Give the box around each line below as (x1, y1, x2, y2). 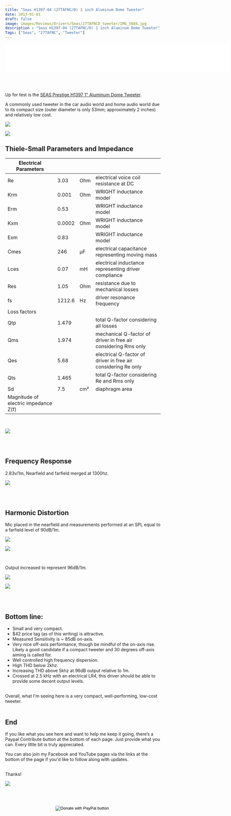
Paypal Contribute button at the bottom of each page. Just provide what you (5, 736, 160, 742)
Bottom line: (5, 612, 43, 621)
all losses (95, 322, 117, 329)
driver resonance (95, 294, 135, 301)
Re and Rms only (95, 377, 135, 384)
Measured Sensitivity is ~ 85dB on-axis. (12, 636, 94, 642)
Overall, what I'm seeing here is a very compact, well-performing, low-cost (5, 693, 158, 699)
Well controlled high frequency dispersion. (12, 657, 99, 663)
